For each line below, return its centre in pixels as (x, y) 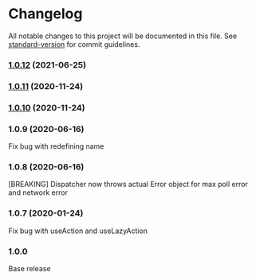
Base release (30, 268)
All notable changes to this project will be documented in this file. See (123, 36)
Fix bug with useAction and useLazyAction (78, 231)
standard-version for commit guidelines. (74, 44)
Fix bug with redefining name (56, 146)
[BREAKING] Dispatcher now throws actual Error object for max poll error (128, 185)
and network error (38, 192)
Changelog (45, 14)
